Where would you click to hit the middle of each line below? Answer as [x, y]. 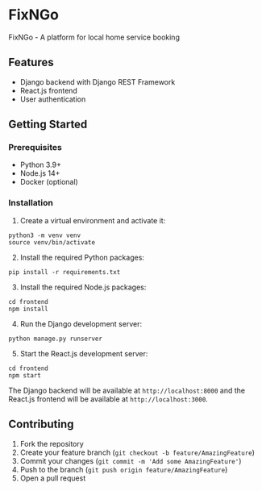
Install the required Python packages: [82, 257]
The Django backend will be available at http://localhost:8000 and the [127, 390]
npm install [28, 309]
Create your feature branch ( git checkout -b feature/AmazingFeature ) [137, 452]
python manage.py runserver [56, 339]
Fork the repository [52, 443]
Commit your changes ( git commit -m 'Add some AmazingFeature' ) [131, 460]
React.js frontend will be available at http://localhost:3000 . [108, 399]
